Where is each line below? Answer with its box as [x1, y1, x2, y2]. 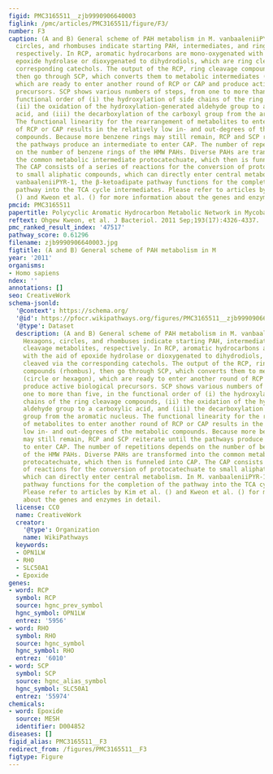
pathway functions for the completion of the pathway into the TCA [23, 480, 256, 489]
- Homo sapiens [8, 269, 60, 277]
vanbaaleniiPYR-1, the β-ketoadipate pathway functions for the [15, 178, 238, 187]
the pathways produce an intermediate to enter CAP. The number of [15, 140, 249, 149]
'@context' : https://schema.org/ [15, 307, 129, 315]
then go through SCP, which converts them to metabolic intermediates [15, 72, 260, 80]
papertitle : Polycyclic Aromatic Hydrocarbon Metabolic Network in [8, 208, 242, 216]
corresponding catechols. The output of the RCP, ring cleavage [15, 65, 238, 73]
